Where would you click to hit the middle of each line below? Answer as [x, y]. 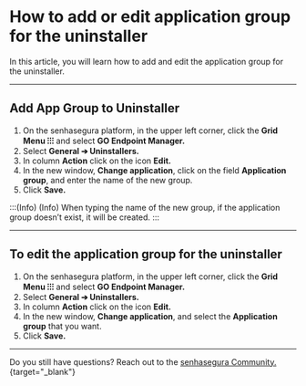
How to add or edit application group [150, 17]
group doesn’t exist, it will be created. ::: [85, 217]
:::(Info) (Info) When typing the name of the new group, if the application [145, 207]
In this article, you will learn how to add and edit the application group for [147, 61]
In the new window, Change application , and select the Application [150, 316]
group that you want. [62, 326]
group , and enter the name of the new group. [107, 180]
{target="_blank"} [42, 371]
